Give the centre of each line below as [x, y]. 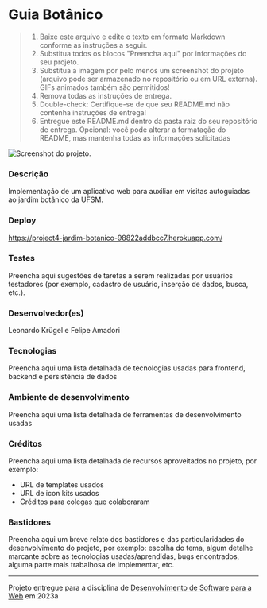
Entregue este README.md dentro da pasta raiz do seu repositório [149, 121]
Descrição [29, 174]
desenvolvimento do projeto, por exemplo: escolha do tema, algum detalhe [131, 548]
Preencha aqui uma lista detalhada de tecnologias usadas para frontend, [127, 368]
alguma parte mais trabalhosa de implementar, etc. [91, 565]
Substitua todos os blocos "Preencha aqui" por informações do [143, 53]
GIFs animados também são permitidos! [104, 87]
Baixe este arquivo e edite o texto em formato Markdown [132, 37]
